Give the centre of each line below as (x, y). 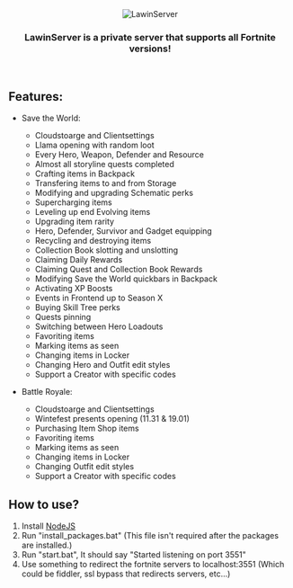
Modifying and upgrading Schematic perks (114, 193)
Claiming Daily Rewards (79, 260)
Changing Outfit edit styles (84, 467)
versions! (150, 49)
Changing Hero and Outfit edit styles (102, 365)
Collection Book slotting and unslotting (107, 250)
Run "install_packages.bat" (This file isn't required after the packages (150, 535)
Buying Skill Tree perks (77, 307)
